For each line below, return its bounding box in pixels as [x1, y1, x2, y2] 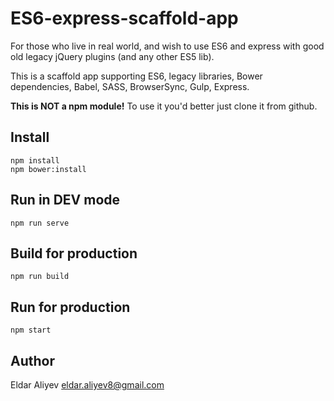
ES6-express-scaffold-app [10, 7, 239, 30]
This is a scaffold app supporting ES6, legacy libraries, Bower [10, 70, 263, 82]
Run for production [10, 298, 131, 316]
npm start [10, 325, 52, 336]
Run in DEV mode [10, 192, 121, 209]
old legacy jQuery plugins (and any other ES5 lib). [10, 50, 215, 62]
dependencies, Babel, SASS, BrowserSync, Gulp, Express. [10, 80, 250, 92]
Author [10, 352, 55, 369]
